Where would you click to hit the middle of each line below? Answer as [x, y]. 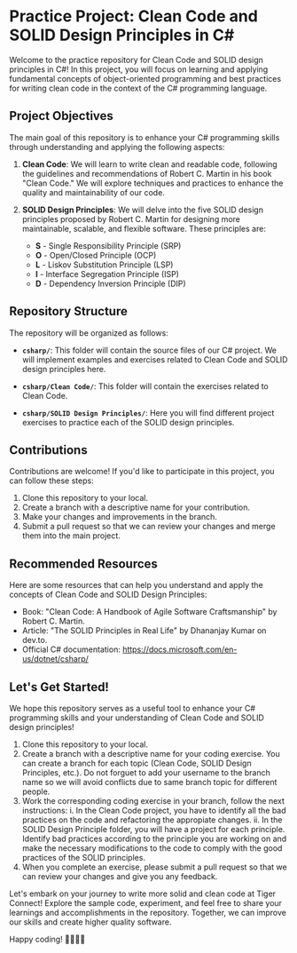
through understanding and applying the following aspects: [117, 147]
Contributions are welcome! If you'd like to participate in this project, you [142, 472]
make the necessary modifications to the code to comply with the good [152, 848]
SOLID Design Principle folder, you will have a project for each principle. [153, 829]
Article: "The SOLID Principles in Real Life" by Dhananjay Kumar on [144, 631]
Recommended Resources [83, 564]
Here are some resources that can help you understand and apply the [136, 585]
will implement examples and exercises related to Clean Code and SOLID [155, 359]
